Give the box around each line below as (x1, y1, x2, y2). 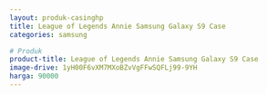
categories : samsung (9, 30, 88, 39)
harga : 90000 (9, 71, 59, 81)
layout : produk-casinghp (9, 13, 104, 23)
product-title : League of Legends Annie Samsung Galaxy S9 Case (9, 55, 259, 64)
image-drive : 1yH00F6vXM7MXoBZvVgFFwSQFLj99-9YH (9, 63, 198, 72)
